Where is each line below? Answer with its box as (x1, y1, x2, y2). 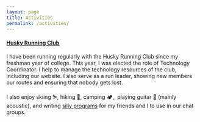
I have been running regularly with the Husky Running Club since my (6, 52, 179, 60)
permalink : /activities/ (6, 20, 70, 26)
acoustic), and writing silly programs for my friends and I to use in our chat (6, 102, 194, 109)
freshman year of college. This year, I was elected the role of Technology (6, 59, 190, 66)
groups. (6, 108, 26, 116)
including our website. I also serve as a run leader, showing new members (6, 72, 193, 79)
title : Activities (6, 15, 53, 21)
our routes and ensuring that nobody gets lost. (6, 79, 123, 86)
